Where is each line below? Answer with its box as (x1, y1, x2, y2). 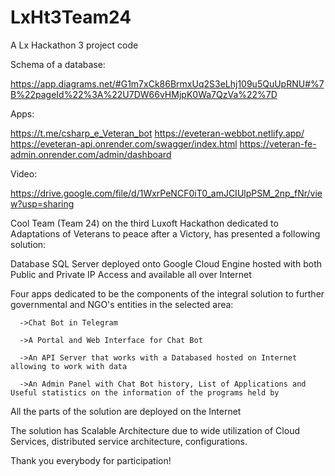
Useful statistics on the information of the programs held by (10, 387, 280, 398)
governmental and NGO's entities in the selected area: (10, 298, 234, 310)
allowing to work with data (10, 361, 128, 371)
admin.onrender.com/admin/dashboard (10, 148, 172, 160)
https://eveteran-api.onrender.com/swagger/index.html (10, 137, 238, 150)
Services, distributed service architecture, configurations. (10, 435, 248, 447)
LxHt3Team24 (10, 6, 132, 29)
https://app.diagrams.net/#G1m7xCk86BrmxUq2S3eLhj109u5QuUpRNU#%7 (10, 77, 325, 90)
